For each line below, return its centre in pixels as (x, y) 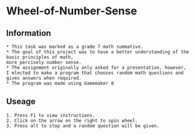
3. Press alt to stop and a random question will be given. (83, 126)
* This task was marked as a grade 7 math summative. (75, 47)
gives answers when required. (44, 78)
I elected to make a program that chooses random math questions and (95, 73)
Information (29, 33)
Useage (21, 102)
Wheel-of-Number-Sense (72, 11)
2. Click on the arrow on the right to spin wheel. (72, 121)
